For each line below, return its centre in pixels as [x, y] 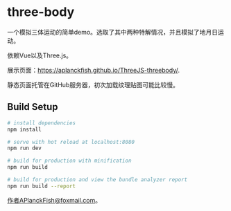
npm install [24, 129]
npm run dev [24, 148]
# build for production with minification [69, 161]
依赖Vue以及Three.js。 [40, 55]
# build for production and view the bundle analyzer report [97, 180]
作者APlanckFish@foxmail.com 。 [54, 200]
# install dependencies [42, 123]
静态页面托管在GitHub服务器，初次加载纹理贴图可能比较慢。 [93, 84]
